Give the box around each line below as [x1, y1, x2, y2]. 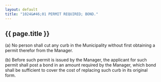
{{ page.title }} [5, 30, 50, 38]
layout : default [5, 7, 38, 12]
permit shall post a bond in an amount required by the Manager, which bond [5, 62, 156, 68]
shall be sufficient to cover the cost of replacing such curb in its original [5, 67, 148, 73]
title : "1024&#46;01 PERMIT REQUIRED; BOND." [5, 12, 98, 16]
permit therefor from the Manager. [5, 48, 73, 53]
